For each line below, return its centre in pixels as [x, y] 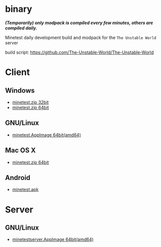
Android [18, 178]
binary [19, 9]
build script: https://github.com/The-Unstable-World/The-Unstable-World [80, 52]
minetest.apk [25, 190]
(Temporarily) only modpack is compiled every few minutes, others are [79, 23]
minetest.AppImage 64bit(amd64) [46, 135]
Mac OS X [20, 151]
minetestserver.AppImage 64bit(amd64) [53, 240]
